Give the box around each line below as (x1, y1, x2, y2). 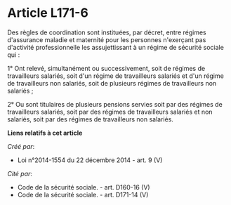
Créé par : (7, 142, 35, 150)
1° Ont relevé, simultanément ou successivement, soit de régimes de (7, 64, 206, 72)
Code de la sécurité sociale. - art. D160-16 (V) (17, 183, 150, 191)
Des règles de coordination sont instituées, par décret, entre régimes (7, 28, 206, 37)
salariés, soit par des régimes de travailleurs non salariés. (7, 114, 174, 124)
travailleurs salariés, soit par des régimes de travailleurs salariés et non (7, 107, 213, 116)
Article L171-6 (7, 5, 89, 21)
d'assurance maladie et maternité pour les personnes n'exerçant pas (7, 35, 206, 44)
